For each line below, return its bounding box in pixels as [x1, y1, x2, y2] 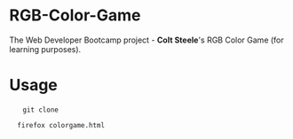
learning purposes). [9, 43, 82, 54]
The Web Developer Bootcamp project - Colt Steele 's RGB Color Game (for [9, 35, 284, 45]
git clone [22, 105, 59, 114]
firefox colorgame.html [17, 120, 105, 129]
